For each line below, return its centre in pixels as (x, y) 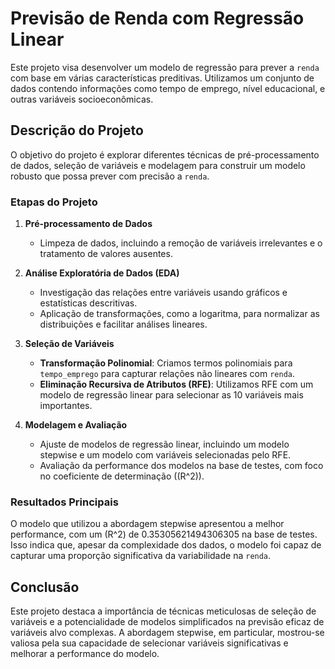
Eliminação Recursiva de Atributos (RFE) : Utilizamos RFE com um (176, 384)
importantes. (66, 406)
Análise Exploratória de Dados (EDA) (102, 273)
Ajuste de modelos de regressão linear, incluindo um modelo (164, 444)
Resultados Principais (64, 502)
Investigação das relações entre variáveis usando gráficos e (163, 293)
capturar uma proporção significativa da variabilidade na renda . (141, 556)
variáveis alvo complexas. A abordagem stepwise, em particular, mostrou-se (167, 633)
